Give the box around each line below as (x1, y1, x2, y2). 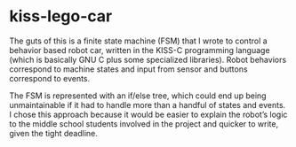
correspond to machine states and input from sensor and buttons (9, 64, 248, 74)
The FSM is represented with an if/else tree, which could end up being (9, 90, 267, 101)
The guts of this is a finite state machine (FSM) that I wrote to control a (9, 35, 268, 46)
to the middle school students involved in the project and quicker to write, (9, 118, 278, 129)
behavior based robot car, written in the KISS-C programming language (9, 44, 270, 55)
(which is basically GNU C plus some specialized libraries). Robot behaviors (9, 54, 287, 65)
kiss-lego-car (9, 6, 113, 27)
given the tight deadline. (9, 128, 98, 138)
